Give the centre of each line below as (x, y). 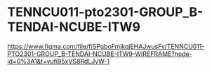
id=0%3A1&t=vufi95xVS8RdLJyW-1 (59, 61)
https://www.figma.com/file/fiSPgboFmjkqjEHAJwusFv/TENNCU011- (106, 46)
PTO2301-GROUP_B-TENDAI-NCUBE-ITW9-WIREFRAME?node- (100, 54)
